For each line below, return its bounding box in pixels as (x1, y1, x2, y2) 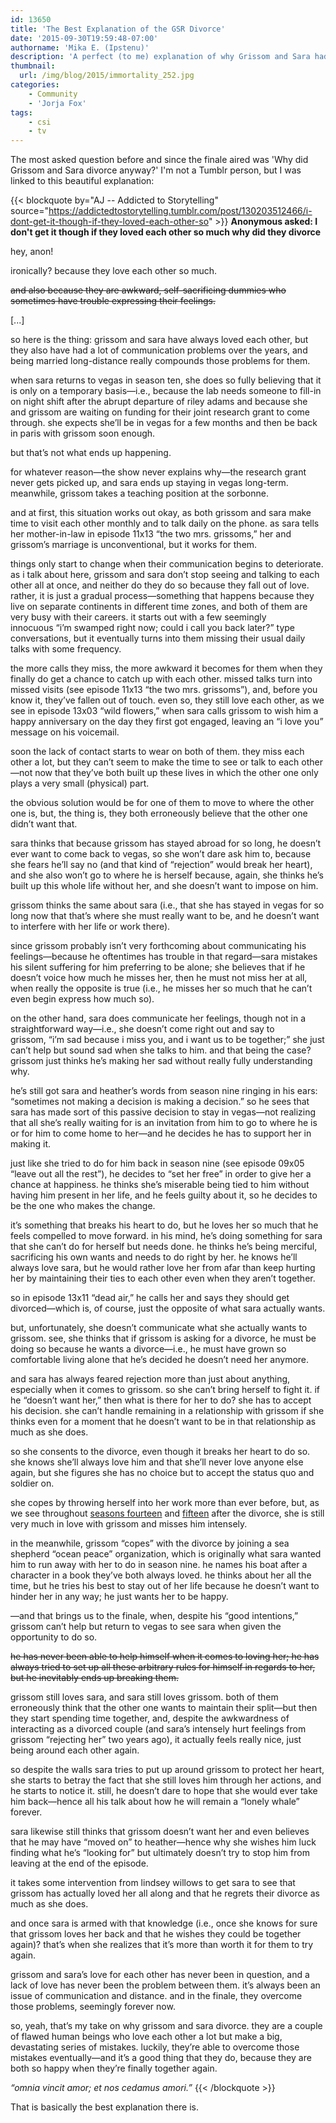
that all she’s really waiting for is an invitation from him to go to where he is (10, 1117, 318, 1129)
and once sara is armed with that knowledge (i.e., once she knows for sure (10, 1917, 318, 1930)
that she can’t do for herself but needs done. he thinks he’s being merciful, (10, 1241, 318, 1253)
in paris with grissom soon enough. (10, 427, 156, 440)
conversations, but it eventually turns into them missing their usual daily (10, 632, 306, 645)
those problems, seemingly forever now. (10, 2001, 176, 2013)
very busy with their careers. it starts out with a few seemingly (10, 611, 267, 623)
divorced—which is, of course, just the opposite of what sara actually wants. (10, 1302, 326, 1315)
